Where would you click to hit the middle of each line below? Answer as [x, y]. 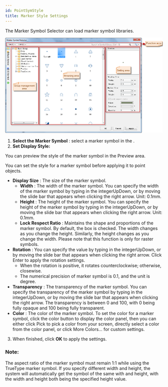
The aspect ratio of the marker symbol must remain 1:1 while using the [77, 363]
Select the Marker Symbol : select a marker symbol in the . [73, 141]
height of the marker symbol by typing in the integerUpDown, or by [89, 207]
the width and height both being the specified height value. [66, 379]
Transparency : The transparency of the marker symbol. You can [79, 287]
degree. [28, 281]
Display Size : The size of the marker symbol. [59, 180]
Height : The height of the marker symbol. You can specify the [84, 202]
